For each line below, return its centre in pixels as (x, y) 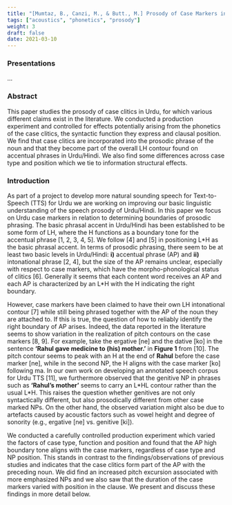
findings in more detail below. (49, 494)
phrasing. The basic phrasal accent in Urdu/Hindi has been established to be (116, 225)
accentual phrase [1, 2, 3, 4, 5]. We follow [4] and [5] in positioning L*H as (113, 240)
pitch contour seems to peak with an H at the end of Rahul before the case (113, 356)
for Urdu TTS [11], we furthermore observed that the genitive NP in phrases (114, 378)
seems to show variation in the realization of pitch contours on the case (109, 334)
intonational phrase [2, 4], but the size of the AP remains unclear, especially (115, 262)
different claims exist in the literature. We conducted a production (100, 119)
